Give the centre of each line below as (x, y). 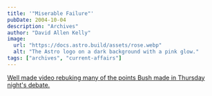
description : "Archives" (43, 26)
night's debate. (29, 85)
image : (17, 39)
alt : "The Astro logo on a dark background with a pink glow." (106, 52)
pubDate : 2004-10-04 (37, 20)
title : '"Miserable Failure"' (51, 13)
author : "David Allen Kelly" (49, 33)
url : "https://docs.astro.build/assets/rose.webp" (88, 45)
